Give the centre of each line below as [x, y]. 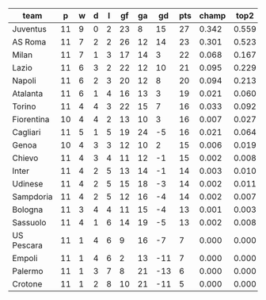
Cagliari [27, 132]
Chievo [25, 158]
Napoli [25, 81]
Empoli [25, 258]
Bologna [28, 210]
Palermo [28, 271]
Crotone [27, 284]
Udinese [28, 184]
